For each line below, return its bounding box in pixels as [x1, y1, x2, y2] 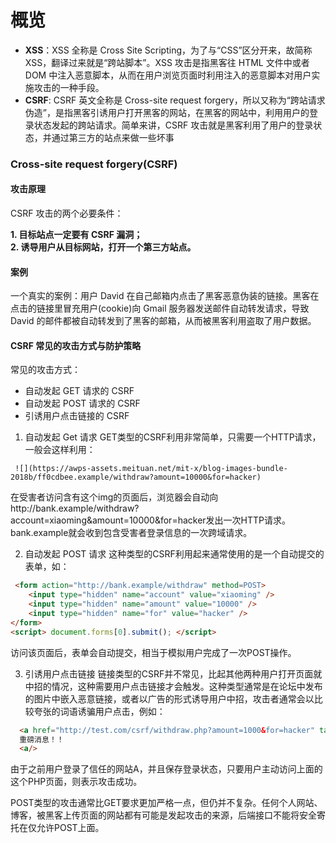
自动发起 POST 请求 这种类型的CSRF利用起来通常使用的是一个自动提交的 [24, 548, 325, 560]
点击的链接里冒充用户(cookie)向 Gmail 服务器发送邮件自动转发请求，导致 [10, 302, 310, 315]
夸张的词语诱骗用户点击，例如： [33, 705, 166, 717]
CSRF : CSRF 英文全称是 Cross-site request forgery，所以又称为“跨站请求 [24, 94, 326, 106]
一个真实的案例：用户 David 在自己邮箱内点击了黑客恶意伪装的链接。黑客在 [10, 290, 320, 302]
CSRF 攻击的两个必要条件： [10, 207, 124, 220]
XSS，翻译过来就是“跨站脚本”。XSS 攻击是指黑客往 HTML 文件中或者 [24, 56, 310, 68]
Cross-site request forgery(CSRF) [10, 157, 178, 171]
